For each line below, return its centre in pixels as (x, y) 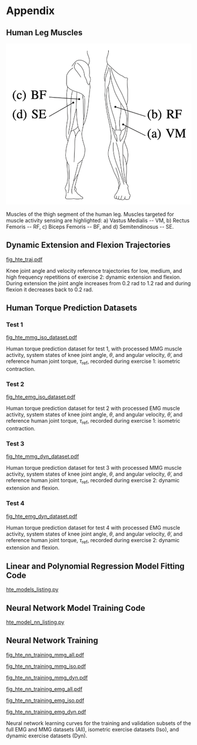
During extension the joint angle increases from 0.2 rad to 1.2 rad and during (98, 283)
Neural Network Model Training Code (76, 608)
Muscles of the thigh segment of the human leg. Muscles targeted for (90, 214)
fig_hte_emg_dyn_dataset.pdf (42, 516)
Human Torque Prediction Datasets (71, 308)
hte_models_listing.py (32, 590)
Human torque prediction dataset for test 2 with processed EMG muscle (93, 408)
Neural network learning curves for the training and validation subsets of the (98, 723)
